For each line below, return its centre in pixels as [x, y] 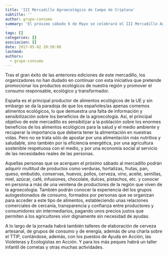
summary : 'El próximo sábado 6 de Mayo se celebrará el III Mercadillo [81, 24]
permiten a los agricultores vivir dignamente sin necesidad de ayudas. [77, 216]
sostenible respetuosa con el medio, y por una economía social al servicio [81, 148]
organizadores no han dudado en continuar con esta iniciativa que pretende [83, 80]
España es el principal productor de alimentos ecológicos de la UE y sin [79, 101]
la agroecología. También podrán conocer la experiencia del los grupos [78, 190]
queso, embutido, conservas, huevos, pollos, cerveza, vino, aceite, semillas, [83, 174]
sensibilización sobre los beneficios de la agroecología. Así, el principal [79, 117]
